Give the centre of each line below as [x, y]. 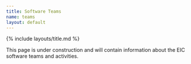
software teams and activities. [42, 56]
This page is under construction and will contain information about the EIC [96, 50]
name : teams [21, 17]
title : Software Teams [34, 11]
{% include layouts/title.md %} [43, 39]
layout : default [26, 22]
